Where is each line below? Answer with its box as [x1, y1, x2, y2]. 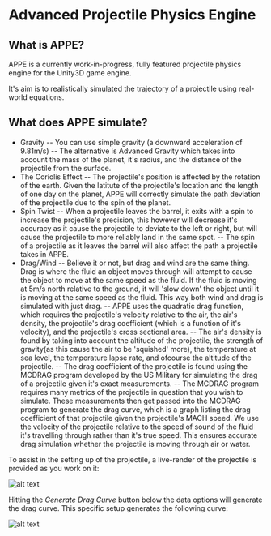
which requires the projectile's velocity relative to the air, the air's [19, 310, 238, 319]
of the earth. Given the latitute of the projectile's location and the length [19, 180, 259, 190]
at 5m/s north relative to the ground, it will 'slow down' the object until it [19, 284, 260, 294]
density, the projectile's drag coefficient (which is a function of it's [19, 318, 241, 328]
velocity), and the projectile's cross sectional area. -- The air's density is [19, 327, 262, 337]
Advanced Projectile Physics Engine [8, 6, 256, 24]
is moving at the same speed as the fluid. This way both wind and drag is [19, 292, 264, 302]
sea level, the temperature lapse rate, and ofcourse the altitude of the [19, 353, 252, 362]
